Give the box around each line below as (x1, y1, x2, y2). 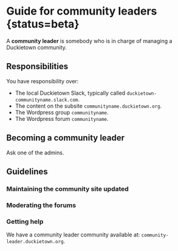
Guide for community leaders (6, 4, 157, 18)
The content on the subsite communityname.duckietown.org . (15, 102, 162, 109)
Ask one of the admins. (6, 149, 64, 156)
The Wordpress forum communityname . (15, 115, 109, 122)
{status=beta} (6, 17, 80, 31)
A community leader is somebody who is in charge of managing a (6, 37, 173, 44)
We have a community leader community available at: (6, 231, 140, 238)
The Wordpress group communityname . (15, 108, 109, 116)
